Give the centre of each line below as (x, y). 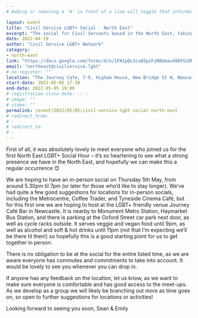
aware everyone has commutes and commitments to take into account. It (95, 260)
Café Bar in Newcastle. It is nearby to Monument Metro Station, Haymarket (97, 211)
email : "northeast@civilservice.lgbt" (54, 66)
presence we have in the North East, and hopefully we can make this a (92, 162)
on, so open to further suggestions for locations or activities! (80, 297)
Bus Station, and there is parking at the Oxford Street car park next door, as (98, 217)
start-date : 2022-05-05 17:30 (43, 83)
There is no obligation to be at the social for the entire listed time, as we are (98, 254)
